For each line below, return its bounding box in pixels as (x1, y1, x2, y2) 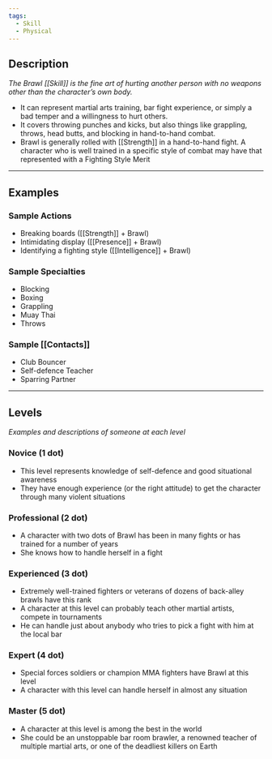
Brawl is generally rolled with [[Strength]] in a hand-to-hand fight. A (19, 137, 246, 147)
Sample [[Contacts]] (8, 339, 91, 350)
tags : (8, 11, 27, 20)
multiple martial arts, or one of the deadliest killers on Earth (19, 741, 218, 751)
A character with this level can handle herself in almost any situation (19, 685, 248, 695)
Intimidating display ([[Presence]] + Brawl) (19, 237, 162, 247)
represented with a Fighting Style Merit (19, 155, 151, 165)
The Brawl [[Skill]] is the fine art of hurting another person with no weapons (8, 79, 261, 88)
